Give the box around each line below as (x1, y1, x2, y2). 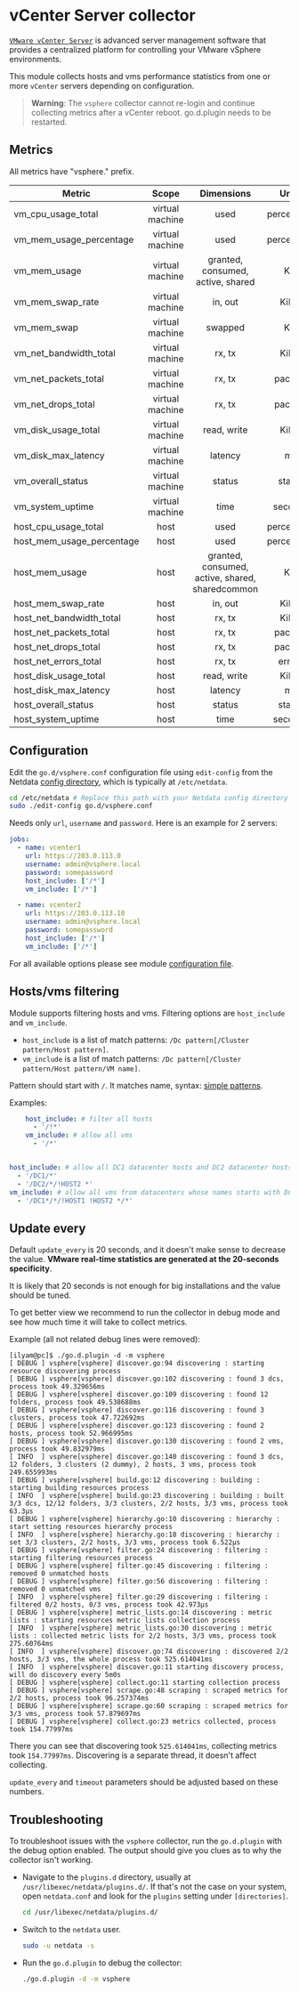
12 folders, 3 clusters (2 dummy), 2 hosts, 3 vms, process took (9, 1461, 256, 1470)
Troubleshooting (9, 1812, 104, 1827)
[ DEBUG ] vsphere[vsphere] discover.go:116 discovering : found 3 (9, 1405, 265, 1415)
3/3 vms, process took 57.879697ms (9, 1710, 141, 1719)
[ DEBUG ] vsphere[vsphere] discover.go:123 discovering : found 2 (9, 1421, 265, 1430)
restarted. (30, 117, 68, 127)
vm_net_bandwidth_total (13, 346, 116, 359)
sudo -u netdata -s (21, 1941, 95, 1950)
